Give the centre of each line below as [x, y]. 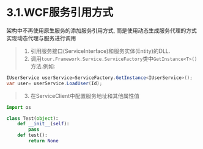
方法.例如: [43, 66]
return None [44, 141]
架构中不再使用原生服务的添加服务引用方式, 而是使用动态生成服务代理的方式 [102, 30]
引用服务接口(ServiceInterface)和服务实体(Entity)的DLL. [100, 51]
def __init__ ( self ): [43, 124]
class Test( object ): [33, 118]
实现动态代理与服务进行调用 [41, 38]
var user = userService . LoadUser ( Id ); [54, 83]
